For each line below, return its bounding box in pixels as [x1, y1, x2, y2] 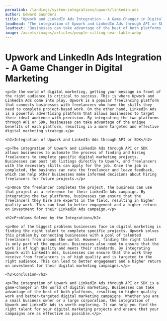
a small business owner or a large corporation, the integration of [5, 298, 150, 303]
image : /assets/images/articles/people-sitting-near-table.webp [5, 30, 141, 35]
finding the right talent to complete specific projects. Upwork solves [5, 228, 159, 234]
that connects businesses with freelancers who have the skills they [5, 102, 153, 107]
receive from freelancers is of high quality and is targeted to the [5, 254, 153, 259]
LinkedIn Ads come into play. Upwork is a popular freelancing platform [5, 98, 159, 103]
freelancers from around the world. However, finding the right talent [5, 237, 157, 242]
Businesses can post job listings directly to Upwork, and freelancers [5, 159, 157, 164]
